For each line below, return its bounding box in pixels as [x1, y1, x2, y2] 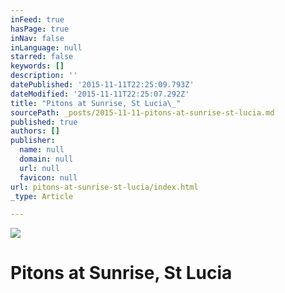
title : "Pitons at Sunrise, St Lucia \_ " [10, 98, 182, 108]
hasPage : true [10, 24, 70, 34]
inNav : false [10, 33, 65, 43]
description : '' [10, 71, 78, 81]
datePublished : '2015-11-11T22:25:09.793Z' [10, 80, 195, 90]
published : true [10, 117, 78, 127]
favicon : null [19, 172, 78, 183]
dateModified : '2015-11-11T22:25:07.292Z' [10, 89, 190, 99]
